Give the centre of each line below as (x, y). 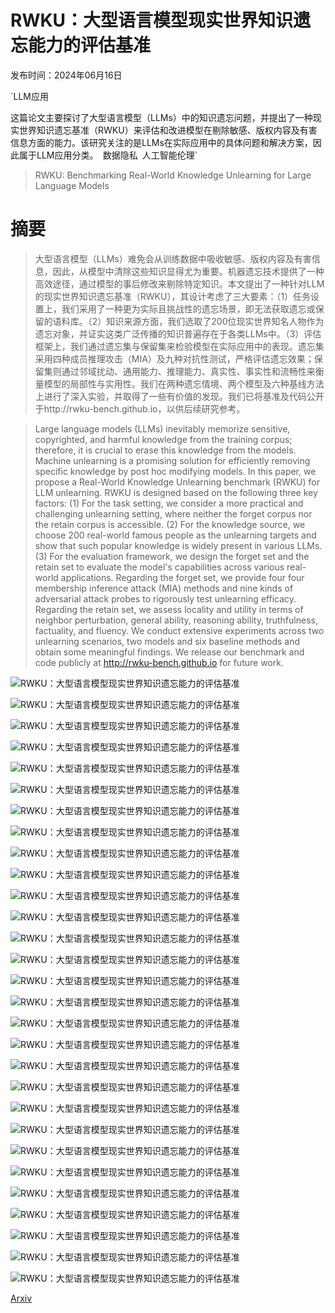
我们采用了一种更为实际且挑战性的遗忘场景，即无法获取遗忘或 (188, 308)
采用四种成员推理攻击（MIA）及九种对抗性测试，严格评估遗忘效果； (174, 358)
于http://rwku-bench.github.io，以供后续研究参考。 (140, 408)
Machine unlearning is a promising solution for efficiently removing (172, 460)
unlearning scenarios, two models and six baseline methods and (167, 641)
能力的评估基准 (90, 45)
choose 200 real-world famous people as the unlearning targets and (175, 535)
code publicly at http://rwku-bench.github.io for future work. (159, 662)
